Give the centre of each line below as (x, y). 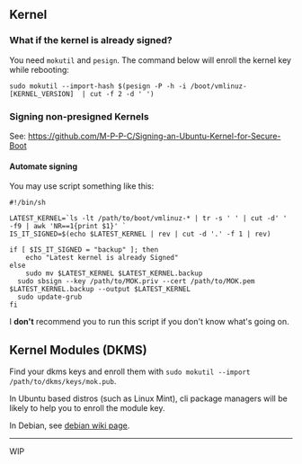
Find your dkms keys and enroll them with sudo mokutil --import (130, 371)
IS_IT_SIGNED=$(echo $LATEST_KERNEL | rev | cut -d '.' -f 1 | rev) (140, 234)
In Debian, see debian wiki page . (70, 425)
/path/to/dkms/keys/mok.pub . (63, 381)
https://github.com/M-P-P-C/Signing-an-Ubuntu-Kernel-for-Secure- (155, 136)
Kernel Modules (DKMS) (78, 350)
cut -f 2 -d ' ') (122, 94)
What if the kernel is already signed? (91, 40)
